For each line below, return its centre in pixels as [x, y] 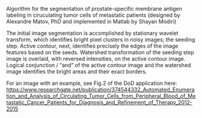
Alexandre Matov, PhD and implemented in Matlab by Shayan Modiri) [91, 21]
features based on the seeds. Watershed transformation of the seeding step [100, 52]
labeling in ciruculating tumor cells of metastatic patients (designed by [93, 15]
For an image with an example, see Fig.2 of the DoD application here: [92, 83]
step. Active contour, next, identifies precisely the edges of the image [92, 46]
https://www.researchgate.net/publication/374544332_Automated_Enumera [100, 89]
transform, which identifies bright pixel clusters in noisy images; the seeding [101, 39]
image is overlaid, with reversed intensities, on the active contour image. [96, 59]
